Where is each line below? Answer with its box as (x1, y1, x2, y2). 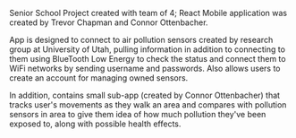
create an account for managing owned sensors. (9, 73, 189, 83)
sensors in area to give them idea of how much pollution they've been (9, 109, 266, 119)
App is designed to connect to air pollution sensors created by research (9, 35, 274, 45)
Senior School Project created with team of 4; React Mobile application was (9, 8, 288, 18)
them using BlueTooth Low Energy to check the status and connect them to (9, 54, 286, 64)
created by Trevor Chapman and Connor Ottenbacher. (9, 17, 208, 28)
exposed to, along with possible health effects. (9, 118, 182, 129)
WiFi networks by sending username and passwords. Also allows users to (9, 63, 281, 73)
